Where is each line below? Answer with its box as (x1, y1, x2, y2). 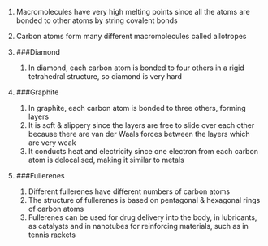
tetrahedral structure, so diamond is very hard (28, 72, 183, 81)
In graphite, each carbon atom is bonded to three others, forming (28, 103, 246, 112)
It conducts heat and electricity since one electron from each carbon (28, 147, 258, 156)
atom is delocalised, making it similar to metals (28, 155, 184, 165)
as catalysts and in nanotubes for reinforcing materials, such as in (28, 222, 249, 231)
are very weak (28, 138, 76, 147)
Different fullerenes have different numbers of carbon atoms (28, 187, 230, 196)
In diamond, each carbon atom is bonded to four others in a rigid (28, 63, 245, 72)
